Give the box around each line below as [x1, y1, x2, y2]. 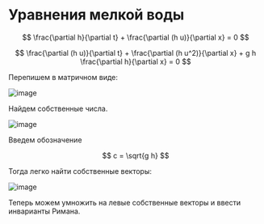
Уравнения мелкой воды [8, 6, 185, 24]
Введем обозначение [8, 135, 82, 145]
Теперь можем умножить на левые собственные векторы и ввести [8, 197, 241, 207]
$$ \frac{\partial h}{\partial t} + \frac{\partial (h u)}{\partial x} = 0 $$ [22, 32, 249, 42]
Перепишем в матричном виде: [8, 72, 119, 82]
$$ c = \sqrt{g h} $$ [102, 150, 170, 160]
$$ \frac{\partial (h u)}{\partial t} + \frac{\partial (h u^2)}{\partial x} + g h [15, 48, 257, 57]
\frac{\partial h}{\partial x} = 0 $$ [80, 57, 191, 66]
